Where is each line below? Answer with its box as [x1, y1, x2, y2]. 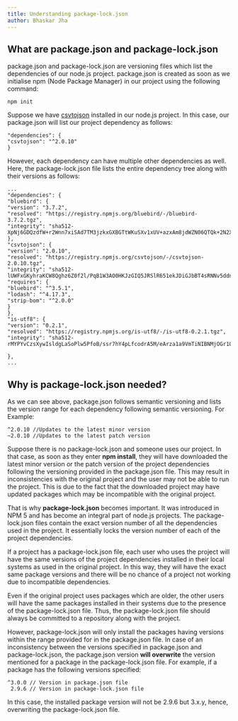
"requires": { [7, 279, 50, 286]
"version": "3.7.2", [7, 204, 69, 211]
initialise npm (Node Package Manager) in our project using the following [7, 77, 220, 86]
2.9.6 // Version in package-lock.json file [10, 686, 144, 693]
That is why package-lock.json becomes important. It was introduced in [7, 504, 220, 513]
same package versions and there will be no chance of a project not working [7, 570, 231, 579]
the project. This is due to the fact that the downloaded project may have [7, 483, 220, 491]
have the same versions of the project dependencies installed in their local [7, 555, 225, 564]
